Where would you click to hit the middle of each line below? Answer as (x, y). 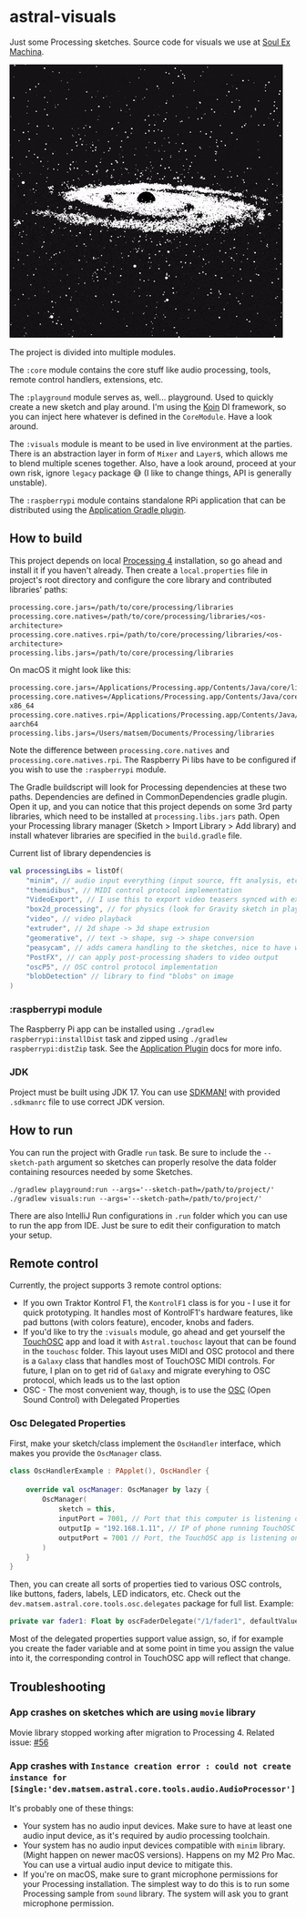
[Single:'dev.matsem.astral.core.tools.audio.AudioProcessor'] (153, 1789)
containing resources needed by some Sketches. (101, 1171)
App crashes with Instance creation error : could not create (150, 1766)
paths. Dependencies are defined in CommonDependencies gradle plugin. (149, 796)
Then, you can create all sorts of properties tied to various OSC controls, (146, 1584)
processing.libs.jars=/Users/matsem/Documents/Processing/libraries (142, 733)
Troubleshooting (58, 1687)
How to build (46, 539)
